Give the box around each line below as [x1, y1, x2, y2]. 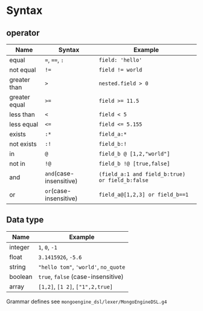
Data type [6, 215, 44, 225]
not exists [9, 140, 37, 148]
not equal [9, 66, 36, 74]
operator [6, 28, 40, 38]
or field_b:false [98, 177, 149, 183]
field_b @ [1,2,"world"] [98, 151, 170, 157]
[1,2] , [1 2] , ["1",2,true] [38, 282, 114, 290]
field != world [98, 67, 143, 73]
